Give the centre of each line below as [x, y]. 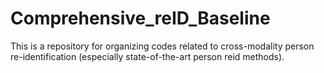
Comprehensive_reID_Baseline [140, 18]
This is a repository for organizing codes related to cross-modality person [162, 46]
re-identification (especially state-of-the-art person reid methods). [147, 56]
